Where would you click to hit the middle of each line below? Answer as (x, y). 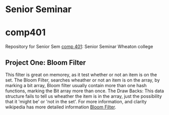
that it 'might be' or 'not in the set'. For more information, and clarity (76, 101)
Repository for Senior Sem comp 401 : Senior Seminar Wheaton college (79, 47)
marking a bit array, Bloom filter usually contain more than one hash (76, 85)
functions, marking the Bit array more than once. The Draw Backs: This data (84, 91)
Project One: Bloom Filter (46, 63)
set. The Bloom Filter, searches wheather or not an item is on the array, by (82, 80)
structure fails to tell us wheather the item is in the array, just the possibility (84, 96)
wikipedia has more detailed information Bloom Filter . (61, 107)
